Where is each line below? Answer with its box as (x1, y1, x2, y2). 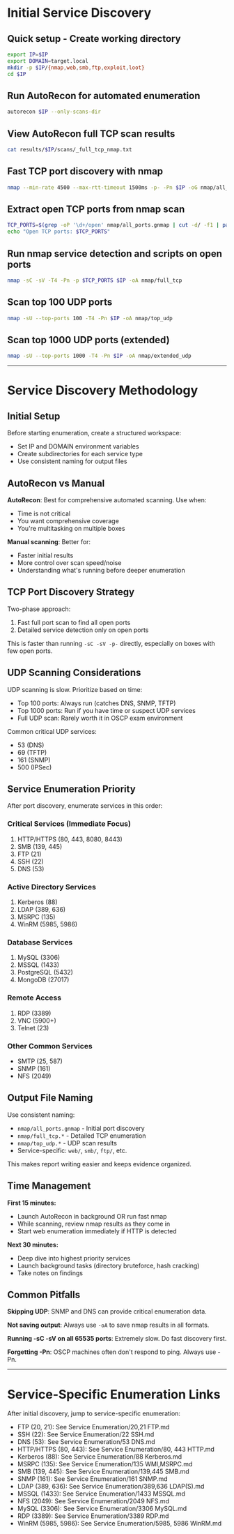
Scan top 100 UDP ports (7, 296, 113, 308)
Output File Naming (7, 1092, 93, 1104)
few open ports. (7, 647, 53, 655)
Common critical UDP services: (7, 727, 97, 735)
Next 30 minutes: (7, 1240, 59, 1249)
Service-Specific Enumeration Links (7, 1386, 221, 1402)
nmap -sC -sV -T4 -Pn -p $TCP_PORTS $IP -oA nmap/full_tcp (7, 277, 182, 284)
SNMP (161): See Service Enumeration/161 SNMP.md (17, 1475, 169, 1483)
